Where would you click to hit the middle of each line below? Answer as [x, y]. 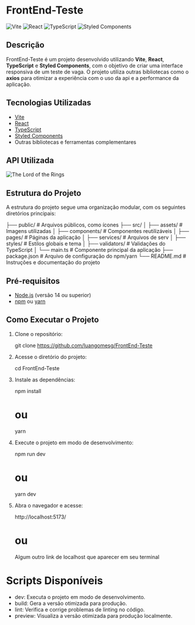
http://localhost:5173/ [40, 517]
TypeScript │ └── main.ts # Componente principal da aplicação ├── [90, 250]
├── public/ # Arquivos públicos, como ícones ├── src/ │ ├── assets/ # [95, 225]
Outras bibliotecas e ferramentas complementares [75, 142]
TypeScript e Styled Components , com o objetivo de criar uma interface [95, 65]
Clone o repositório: [38, 334]
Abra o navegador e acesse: [49, 505]
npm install [28, 391]
